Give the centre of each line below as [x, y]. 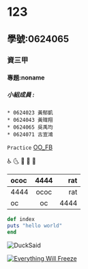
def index [21, 220]
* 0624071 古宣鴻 [30, 135]
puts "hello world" [35, 226]
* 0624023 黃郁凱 [30, 113]
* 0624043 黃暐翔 [30, 120]
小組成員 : [21, 94]
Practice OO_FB [30, 147]
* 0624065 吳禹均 [30, 127]
